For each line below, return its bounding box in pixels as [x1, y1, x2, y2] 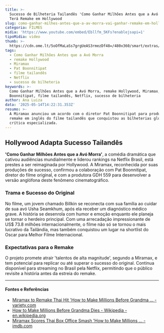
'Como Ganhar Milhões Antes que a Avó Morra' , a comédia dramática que [5, 152, 156, 157]
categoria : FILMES [5, 25, 42, 30]
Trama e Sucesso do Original [5, 190, 75, 196]
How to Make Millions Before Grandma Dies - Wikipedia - [12, 308, 127, 313]
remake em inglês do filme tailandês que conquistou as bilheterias [9, 116, 152, 121]
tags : [5, 48, 16, 53]
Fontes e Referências [5, 286, 49, 292]
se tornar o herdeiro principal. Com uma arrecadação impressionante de [5, 216, 150, 222]
